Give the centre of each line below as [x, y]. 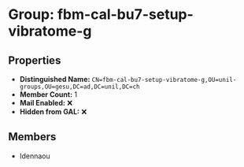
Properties [35, 60]
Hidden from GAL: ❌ [53, 111]
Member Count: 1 [48, 95]
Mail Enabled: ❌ [46, 103]
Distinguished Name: [55, 79]
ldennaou [35, 156]
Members [32, 137]
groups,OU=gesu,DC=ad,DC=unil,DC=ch [79, 87]
